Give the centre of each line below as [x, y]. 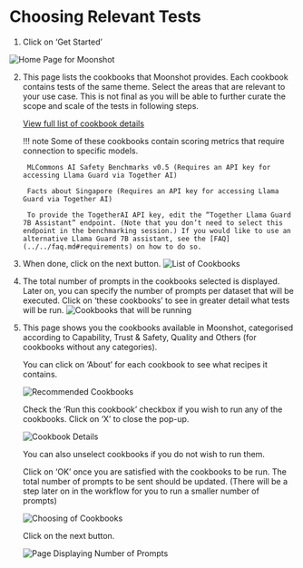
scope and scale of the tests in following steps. [111, 105]
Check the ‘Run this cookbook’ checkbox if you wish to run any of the [152, 409]
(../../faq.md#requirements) [78, 247]
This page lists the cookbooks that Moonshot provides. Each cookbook [155, 77]
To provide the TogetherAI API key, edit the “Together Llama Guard [159, 215]
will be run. [43, 309]
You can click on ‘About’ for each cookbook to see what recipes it [145, 364]
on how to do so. [169, 247]
